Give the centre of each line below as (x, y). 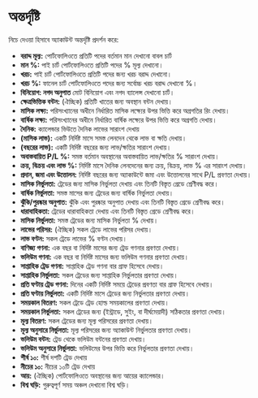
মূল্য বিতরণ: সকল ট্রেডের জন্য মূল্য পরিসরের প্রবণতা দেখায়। (87, 321)
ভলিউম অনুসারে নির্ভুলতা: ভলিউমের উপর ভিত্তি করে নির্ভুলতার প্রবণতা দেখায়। (107, 348)
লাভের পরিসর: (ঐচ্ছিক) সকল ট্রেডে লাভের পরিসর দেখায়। (86, 229)
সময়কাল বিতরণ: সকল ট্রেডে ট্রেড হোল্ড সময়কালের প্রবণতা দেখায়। (95, 302)
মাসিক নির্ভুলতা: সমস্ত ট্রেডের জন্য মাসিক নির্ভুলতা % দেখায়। (89, 220)
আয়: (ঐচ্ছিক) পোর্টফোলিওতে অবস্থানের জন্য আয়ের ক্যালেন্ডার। (92, 375)
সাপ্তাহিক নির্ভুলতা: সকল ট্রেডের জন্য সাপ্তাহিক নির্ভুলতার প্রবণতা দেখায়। (99, 275)
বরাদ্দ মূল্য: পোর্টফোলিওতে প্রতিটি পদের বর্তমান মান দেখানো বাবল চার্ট (96, 55)
